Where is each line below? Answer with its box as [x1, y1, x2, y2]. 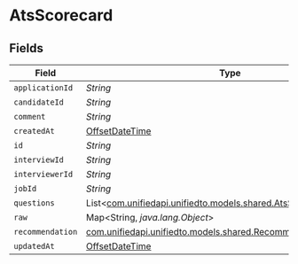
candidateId [13, 97, 65, 107]
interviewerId [13, 169, 74, 179]
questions [13, 198, 55, 208]
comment [13, 112, 46, 121]
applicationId [13, 83, 74, 93]
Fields [9, 41, 44, 56]
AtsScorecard [9, 5, 114, 26]
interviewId [13, 155, 65, 165]
